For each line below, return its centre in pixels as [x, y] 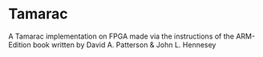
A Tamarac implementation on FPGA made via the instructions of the [121, 36]
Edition [20, 44]
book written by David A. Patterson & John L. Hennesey [124, 44]
